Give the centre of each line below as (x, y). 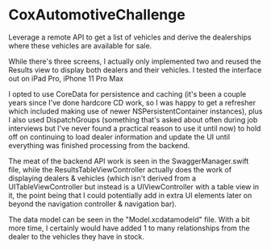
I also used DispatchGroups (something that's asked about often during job (133, 119)
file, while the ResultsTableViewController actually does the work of (120, 169)
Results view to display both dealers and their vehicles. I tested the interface (135, 69)
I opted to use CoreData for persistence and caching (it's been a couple (127, 93)
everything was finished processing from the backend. (99, 145)
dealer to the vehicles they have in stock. (77, 236)
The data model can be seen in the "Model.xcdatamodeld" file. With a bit (129, 219)
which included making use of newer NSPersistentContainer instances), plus (135, 111)
